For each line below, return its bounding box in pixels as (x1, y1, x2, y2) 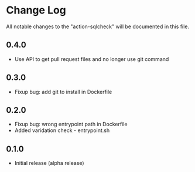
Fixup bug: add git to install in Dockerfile (14, 88, 112, 95)
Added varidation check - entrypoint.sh (14, 127, 110, 134)
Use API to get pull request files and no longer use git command (14, 55, 169, 62)
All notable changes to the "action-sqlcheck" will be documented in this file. (6, 23, 189, 30)
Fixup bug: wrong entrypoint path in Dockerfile (14, 121, 128, 128)
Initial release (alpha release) (14, 160, 84, 167)
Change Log (6, 4, 66, 17)
